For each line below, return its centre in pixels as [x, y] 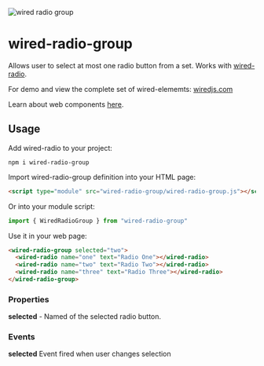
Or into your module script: [52, 206]
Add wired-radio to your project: [60, 148]
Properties [29, 299]
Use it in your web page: [48, 236]
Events [22, 337]
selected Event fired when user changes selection [90, 354]
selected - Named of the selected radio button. [85, 317]
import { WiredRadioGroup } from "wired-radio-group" [98, 221]
